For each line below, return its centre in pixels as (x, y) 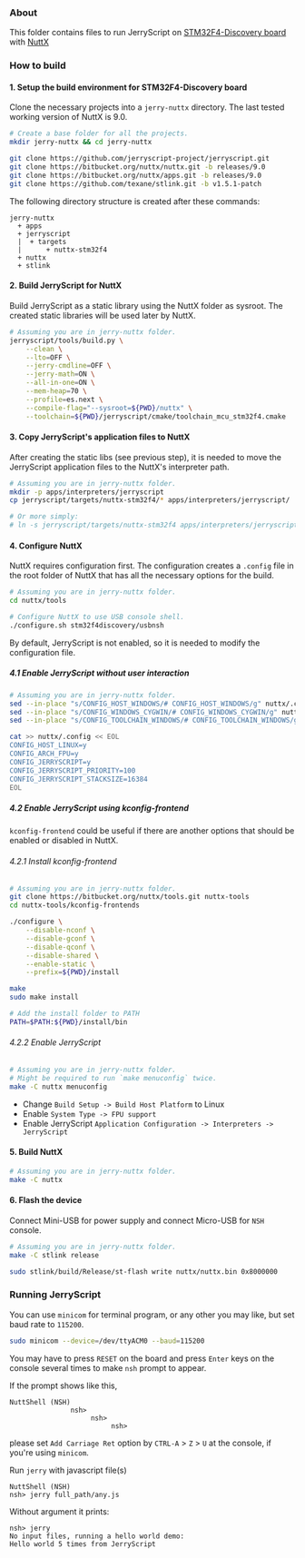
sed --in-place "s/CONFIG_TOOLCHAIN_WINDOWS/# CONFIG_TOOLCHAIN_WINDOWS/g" (156, 720)
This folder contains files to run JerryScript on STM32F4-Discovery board (148, 33)
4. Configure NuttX (46, 546)
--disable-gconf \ (60, 938)
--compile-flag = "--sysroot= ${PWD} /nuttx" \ (109, 408)
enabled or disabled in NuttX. (64, 841)
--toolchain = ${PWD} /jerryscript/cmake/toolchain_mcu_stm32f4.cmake (156, 416)
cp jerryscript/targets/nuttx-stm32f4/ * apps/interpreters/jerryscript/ (150, 500)
